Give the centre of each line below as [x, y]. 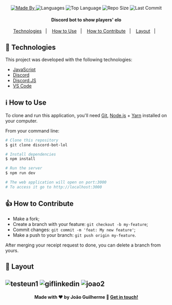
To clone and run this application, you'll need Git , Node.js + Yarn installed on [86, 115]
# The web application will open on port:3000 [56, 182]
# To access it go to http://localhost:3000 [54, 187]
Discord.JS [24, 81]
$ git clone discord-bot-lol [36, 145]
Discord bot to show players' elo [86, 20]
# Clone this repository [32, 140]
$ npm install [21, 159]
